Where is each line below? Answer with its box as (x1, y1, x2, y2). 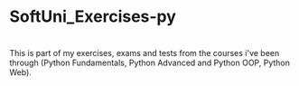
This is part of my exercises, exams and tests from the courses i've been (9, 48, 280, 59)
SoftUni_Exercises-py (9, 6, 176, 27)
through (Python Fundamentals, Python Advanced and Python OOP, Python (9, 57, 291, 69)
